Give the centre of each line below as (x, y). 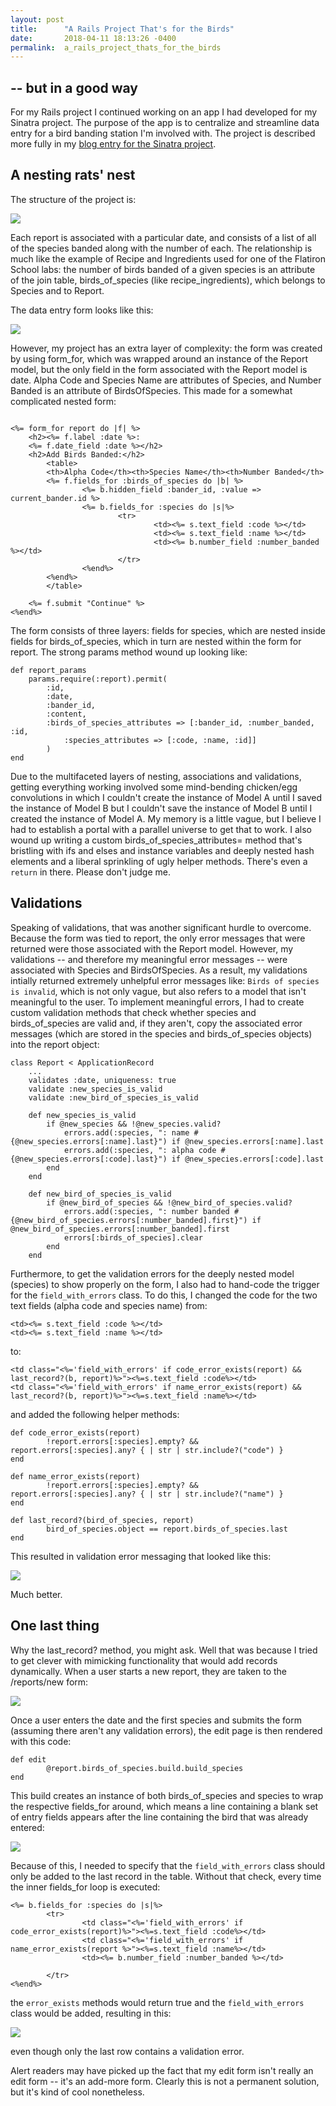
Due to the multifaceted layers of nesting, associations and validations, (156, 776)
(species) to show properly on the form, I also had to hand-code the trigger (165, 1284)
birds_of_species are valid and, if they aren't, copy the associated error (156, 1023)
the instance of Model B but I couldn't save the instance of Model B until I (161, 808)
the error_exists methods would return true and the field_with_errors (157, 2002)
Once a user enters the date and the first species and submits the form (156, 1720)
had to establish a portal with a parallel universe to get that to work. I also (161, 829)
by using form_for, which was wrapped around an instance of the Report (159, 358)
